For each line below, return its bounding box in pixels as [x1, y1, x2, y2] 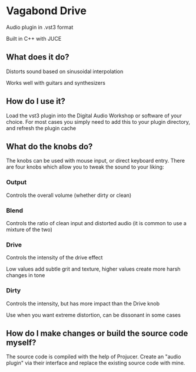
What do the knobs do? [6, 141, 93, 152]
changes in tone [6, 272, 45, 279]
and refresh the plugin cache [6, 124, 77, 131]
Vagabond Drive [6, 4, 87, 18]
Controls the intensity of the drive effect [6, 254, 103, 261]
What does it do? [6, 52, 69, 62]
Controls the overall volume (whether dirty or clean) [6, 192, 132, 199]
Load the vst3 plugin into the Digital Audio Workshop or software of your [6, 112, 182, 119]
